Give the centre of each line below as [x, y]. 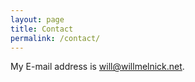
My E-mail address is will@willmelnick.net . [97, 67]
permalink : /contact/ [55, 38]
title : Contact [42, 29]
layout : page [37, 19]
